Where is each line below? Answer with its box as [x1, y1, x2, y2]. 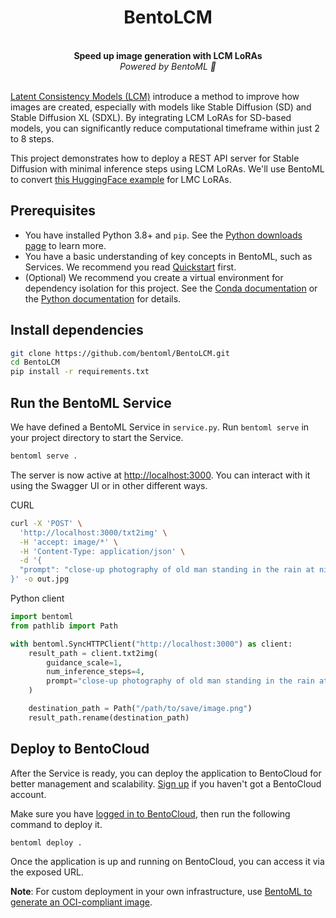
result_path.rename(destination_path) [28, 712, 190, 723]
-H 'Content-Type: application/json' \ [19, 546, 186, 556]
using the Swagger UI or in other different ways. [10, 479, 208, 491]
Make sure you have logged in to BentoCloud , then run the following [10, 807, 291, 820]
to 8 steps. [10, 132, 55, 145]
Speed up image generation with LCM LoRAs [73, 49, 263, 61]
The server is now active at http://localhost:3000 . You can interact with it [10, 469, 311, 481]
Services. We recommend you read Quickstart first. [24, 261, 237, 273]
